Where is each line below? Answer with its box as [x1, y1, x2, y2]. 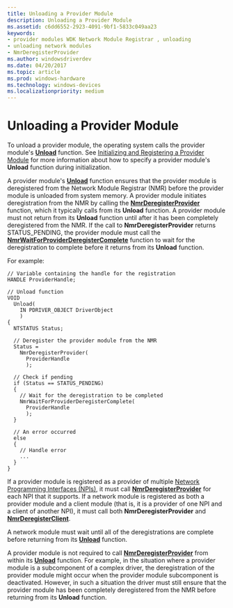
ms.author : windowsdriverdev [7, 56, 92, 63]
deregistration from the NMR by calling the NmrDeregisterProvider [7, 199, 200, 208]
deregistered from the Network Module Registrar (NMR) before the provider [7, 184, 224, 192]
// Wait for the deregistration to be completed [19, 392, 163, 399]
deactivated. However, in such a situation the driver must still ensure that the [7, 579, 227, 587]
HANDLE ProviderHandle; [7, 276, 77, 283]
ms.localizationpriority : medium [7, 88, 104, 95]
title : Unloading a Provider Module [7, 10, 113, 17]
